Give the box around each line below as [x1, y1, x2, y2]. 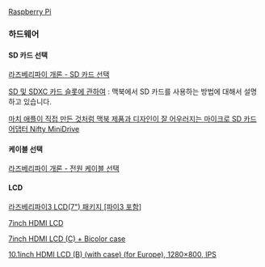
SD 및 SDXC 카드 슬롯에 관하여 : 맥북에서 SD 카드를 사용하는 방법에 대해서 [8, 87, 242, 96]
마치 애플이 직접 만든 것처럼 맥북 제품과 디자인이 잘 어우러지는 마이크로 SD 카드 [8, 114, 257, 124]
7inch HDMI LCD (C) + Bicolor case [8, 234, 126, 244]
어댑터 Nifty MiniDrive [8, 125, 80, 134]
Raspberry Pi [8, 7, 52, 16]
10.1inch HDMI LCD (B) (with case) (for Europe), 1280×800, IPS [8, 249, 217, 259]
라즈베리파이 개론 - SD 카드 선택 [8, 70, 110, 79]
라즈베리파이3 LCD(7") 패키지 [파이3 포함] [8, 201, 142, 211]
